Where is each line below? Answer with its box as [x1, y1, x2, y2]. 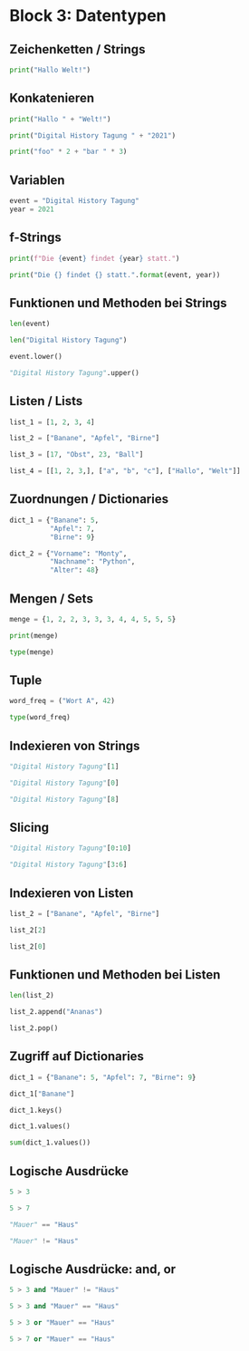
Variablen [9, 172, 65, 188]
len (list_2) [9, 991, 54, 1000]
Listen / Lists [9, 393, 83, 409]
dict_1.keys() [9, 1105, 63, 1115]
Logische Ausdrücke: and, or [9, 1261, 177, 1277]
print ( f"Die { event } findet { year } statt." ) [9, 254, 180, 263]
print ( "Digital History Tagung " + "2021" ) [9, 130, 177, 140]
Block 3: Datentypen [9, 5, 167, 26]
